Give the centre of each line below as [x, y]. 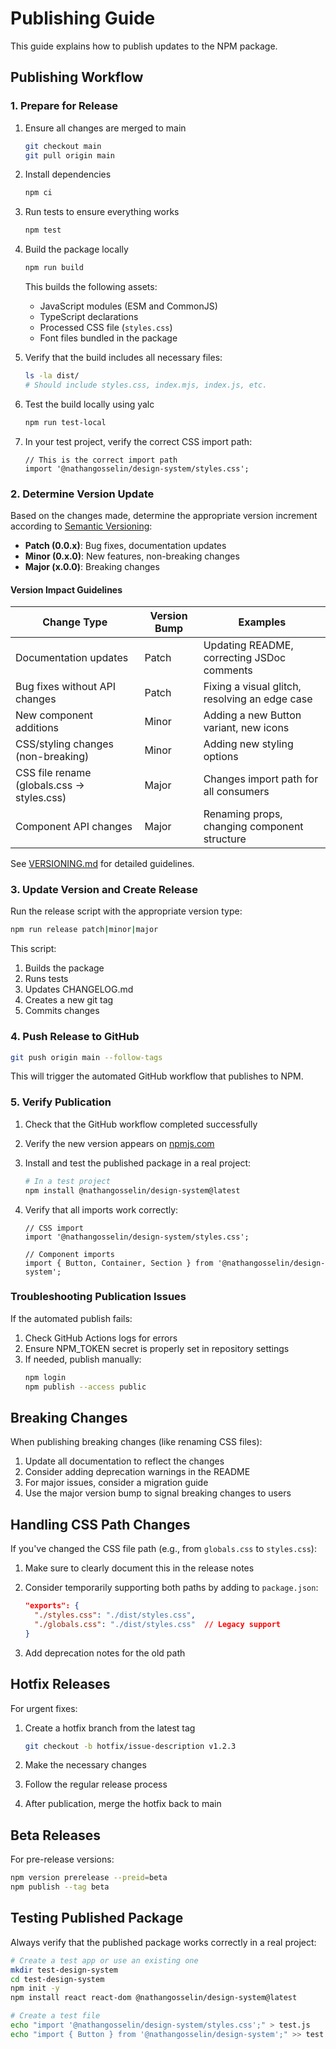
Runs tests [46, 979]
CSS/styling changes [64, 744]
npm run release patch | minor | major [84, 930]
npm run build [54, 268]
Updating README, [248, 645]
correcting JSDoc [245, 658]
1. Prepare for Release [64, 106]
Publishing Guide [83, 18]
